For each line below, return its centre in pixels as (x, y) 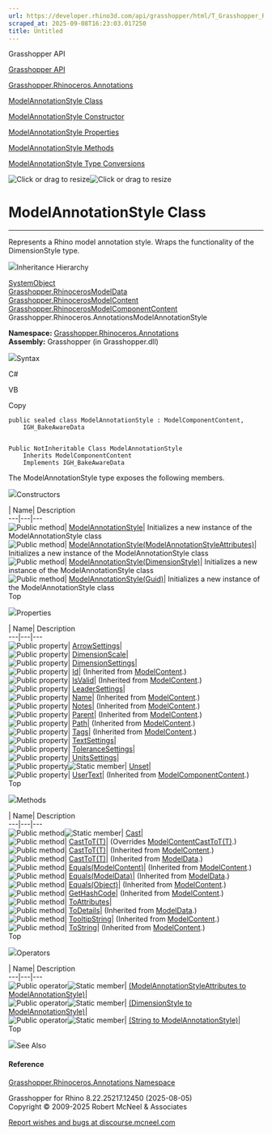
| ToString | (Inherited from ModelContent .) (135, 928)
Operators (34, 953)
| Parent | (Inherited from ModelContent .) (135, 715)
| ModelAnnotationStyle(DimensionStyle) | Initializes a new (161, 562)
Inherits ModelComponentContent (77, 456)
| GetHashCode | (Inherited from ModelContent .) (144, 893)
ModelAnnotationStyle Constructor (66, 117)
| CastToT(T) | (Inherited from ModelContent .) (139, 850)
